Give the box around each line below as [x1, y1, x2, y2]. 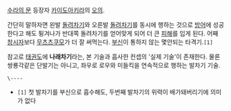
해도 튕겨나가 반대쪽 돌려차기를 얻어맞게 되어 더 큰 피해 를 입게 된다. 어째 [25, 30, 219, 37]
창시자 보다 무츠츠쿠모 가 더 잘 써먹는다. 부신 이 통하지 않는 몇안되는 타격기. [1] [7, 38, 214, 46]
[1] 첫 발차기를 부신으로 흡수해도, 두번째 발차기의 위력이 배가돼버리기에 [17, 88, 209, 96]
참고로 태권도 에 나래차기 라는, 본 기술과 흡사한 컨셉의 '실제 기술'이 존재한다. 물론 [7, 52, 221, 61]
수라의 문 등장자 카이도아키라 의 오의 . [7, 6, 105, 14]
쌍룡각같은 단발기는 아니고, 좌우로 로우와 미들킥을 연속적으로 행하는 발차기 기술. [7, 61, 221, 69]
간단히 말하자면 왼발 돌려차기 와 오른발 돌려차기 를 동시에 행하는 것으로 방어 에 [7, 21, 212, 29]
